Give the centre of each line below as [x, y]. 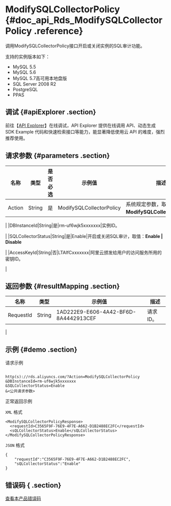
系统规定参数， [144, 204]
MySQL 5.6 [24, 72]
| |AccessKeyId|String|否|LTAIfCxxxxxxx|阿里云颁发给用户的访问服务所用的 [83, 252]
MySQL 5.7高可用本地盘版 [40, 78]
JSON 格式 [15, 445]
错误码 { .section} [33, 485]
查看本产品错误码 [23, 498]
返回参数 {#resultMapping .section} [63, 286]
